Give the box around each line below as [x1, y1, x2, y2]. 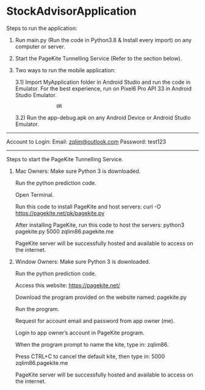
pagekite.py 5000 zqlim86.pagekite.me [15, 227, 114, 235]
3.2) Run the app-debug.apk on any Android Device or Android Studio [15, 114, 191, 121]
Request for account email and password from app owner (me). [15, 317, 175, 325]
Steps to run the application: [6, 24, 77, 32]
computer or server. [15, 43, 65, 50]
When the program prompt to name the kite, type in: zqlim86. [15, 340, 169, 348]
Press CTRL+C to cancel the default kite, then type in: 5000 [15, 353, 165, 360]
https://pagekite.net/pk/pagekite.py [15, 209, 105, 216]
